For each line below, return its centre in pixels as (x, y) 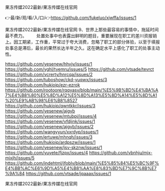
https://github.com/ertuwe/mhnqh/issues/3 (49, 137)
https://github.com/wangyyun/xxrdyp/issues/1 (52, 132)
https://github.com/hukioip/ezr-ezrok (42, 85)
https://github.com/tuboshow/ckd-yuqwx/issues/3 (56, 80)
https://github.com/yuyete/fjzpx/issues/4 (47, 153)
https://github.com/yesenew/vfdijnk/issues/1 (50, 121)
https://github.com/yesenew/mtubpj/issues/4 (51, 116)
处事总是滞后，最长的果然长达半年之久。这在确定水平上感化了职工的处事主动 (82, 48)
